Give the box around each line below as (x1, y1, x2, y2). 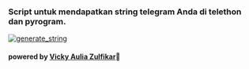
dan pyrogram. (8, 16, 66, 27)
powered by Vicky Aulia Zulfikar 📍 (8, 52, 121, 61)
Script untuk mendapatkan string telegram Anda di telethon (8, 6, 242, 17)
